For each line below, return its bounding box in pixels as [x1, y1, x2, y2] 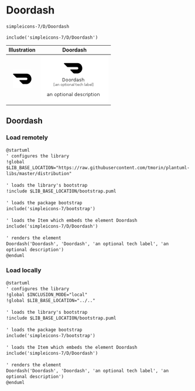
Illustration [8, 46, 36, 53]
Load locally [6, 266, 42, 274]
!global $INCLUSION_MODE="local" [6, 292, 88, 298]
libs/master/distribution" [6, 170, 72, 176]
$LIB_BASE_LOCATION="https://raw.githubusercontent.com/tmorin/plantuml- [6, 164, 190, 170]
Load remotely [6, 133, 49, 141]
